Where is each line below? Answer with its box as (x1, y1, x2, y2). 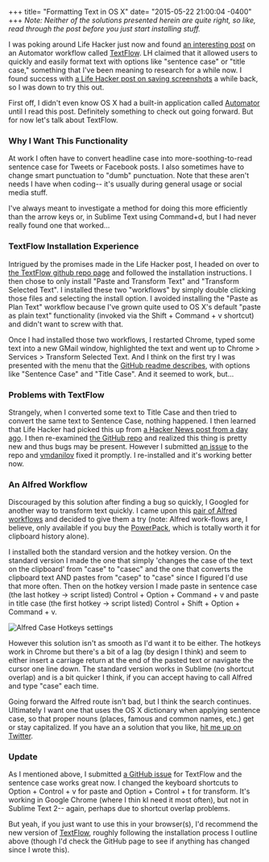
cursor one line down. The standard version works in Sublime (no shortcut (8, 664, 255, 674)
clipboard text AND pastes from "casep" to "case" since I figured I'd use (8, 573, 248, 583)
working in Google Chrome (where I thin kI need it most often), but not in (8, 795, 249, 805)
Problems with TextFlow (8, 389, 105, 400)
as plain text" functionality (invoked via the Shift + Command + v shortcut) (8, 310, 255, 320)
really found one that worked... (8, 221, 110, 231)
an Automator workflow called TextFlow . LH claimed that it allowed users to (8, 48, 258, 57)
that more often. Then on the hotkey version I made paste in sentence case (8, 581, 258, 591)
